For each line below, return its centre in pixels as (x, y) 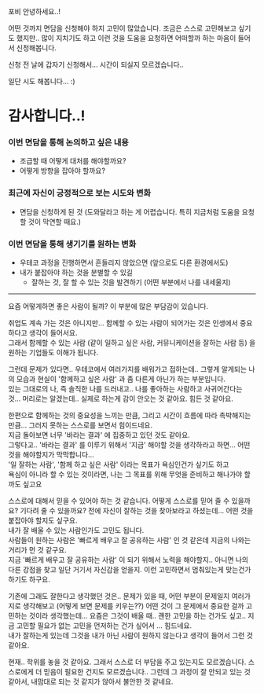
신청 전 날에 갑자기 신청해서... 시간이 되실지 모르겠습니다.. (96, 64)
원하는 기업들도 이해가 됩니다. (53, 353)
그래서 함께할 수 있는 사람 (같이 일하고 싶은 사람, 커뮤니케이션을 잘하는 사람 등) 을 (132, 343)
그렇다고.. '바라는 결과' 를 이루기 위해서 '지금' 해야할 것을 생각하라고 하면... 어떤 (129, 445)
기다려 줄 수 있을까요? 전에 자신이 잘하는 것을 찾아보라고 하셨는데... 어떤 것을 (136, 511)
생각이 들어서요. (53, 333)
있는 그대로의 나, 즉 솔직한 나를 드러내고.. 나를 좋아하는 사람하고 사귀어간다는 (125, 389)
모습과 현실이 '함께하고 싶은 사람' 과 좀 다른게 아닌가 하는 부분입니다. (121, 379)
